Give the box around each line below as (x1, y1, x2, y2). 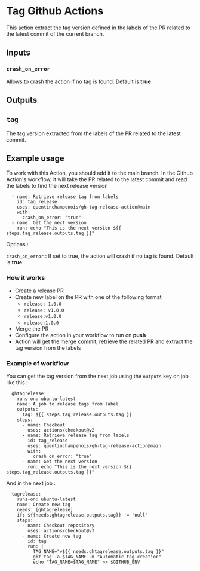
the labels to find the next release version (6, 182, 109, 189)
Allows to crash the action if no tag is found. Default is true (6, 78, 151, 85)
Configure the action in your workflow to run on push (14, 331, 146, 338)
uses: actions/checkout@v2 (27, 428, 95, 433)
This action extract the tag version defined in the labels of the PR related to (6, 24, 191, 31)
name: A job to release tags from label (17, 401, 119, 407)
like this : (6, 379, 28, 386)
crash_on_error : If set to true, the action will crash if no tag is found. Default (6, 252, 194, 259)
